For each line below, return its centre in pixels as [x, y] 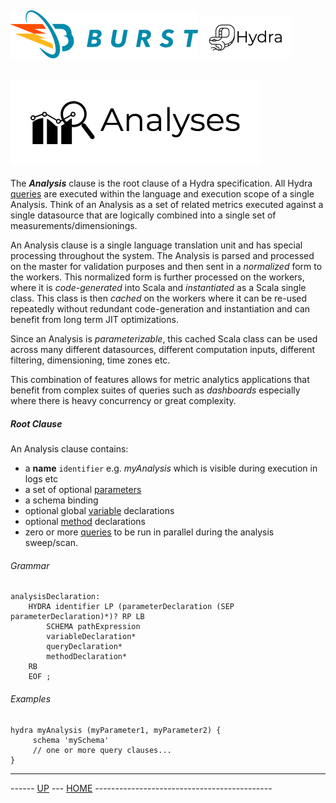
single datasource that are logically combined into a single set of [143, 215]
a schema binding [61, 500]
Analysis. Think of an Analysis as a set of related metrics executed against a [167, 205]
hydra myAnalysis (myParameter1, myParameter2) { [116, 730]
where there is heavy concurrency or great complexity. [123, 401]
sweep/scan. [51, 543]
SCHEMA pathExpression [93, 627]
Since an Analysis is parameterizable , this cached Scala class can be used [164, 339]
